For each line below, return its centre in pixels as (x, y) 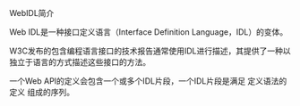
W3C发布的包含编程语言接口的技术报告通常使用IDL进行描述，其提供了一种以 (150, 51)
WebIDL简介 (32, 13)
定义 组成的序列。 (42, 92)
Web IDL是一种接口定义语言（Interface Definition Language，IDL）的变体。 (149, 32)
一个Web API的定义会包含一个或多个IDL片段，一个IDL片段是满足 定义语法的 (148, 81)
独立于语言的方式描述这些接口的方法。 (80, 62)
